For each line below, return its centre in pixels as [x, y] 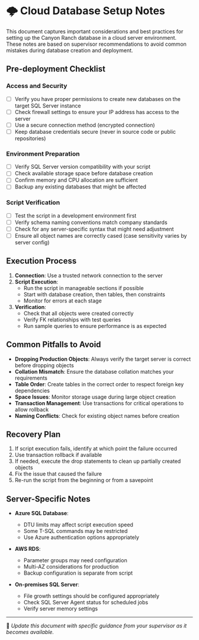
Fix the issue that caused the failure [58, 474]
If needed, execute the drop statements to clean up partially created [98, 461]
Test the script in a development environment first [76, 215]
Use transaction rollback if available [58, 455]
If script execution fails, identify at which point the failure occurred [96, 449]
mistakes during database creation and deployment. [70, 50]
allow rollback [32, 409]
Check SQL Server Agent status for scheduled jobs [86, 603]
